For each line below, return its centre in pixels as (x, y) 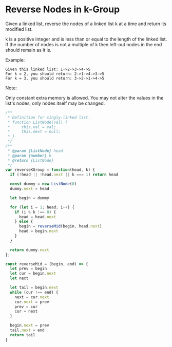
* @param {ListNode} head (35, 151)
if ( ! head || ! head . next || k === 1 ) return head (64, 175)
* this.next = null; (34, 132)
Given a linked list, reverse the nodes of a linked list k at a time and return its (86, 24)
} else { (24, 222)
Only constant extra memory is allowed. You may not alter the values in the (84, 98)
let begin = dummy (30, 198)
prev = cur (26, 306)
